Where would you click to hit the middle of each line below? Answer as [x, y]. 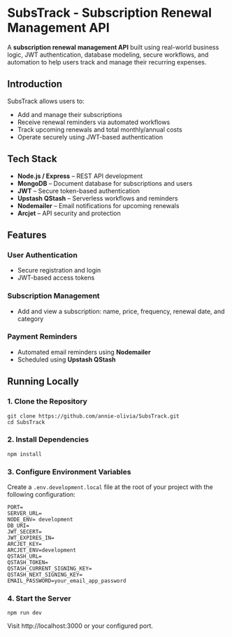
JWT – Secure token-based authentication [79, 191]
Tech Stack [32, 159]
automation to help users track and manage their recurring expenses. [107, 62]
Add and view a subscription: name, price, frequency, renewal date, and [121, 311]
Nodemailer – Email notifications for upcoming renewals [98, 205]
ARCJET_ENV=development [42, 550]
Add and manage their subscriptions [70, 114]
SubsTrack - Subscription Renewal [109, 13]
